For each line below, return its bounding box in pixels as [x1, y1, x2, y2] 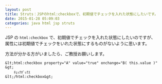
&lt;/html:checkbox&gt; [5, 74, 54, 79]
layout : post [5, 7, 32, 12]
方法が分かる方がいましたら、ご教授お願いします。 [5, 51, 107, 57]
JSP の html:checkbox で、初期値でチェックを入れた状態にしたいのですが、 [5, 34, 156, 40]
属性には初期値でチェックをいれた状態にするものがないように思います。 [5, 41, 150, 47]
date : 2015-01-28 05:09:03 [5, 16, 60, 21]
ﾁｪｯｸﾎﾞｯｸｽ [14, 70, 31, 75]
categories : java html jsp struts [5, 20, 75, 26]
